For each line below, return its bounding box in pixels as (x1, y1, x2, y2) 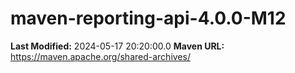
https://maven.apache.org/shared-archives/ (10, 50, 191, 62)
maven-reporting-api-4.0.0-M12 (10, 7, 287, 30)
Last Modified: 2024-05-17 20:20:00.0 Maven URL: (10, 40, 225, 52)
